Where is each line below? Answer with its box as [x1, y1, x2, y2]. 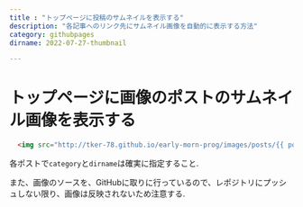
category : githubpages [9, 30, 95, 39]
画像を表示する [25, 110, 137, 130]
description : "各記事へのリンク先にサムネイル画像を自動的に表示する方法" [9, 22, 259, 31]
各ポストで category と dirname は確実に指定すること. [9, 158, 199, 169]
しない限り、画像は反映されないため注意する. [16, 188, 186, 199]
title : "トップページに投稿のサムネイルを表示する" [9, 13, 184, 22]
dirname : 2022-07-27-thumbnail [9, 38, 127, 48]
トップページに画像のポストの [9, 87, 231, 108]
